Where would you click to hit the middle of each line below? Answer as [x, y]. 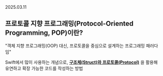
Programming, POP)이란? [44, 33]
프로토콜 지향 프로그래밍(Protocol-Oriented [69, 24]
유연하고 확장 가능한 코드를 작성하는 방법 [44, 68]
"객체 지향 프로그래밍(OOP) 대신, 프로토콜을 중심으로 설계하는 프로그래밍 [75, 46]
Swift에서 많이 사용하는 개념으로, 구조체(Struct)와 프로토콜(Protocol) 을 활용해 [81, 62]
